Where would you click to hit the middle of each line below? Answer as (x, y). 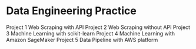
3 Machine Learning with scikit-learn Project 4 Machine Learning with (91, 33)
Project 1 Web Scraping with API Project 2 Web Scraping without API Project (98, 27)
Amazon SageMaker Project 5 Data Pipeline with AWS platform (82, 40)
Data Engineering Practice (72, 11)
